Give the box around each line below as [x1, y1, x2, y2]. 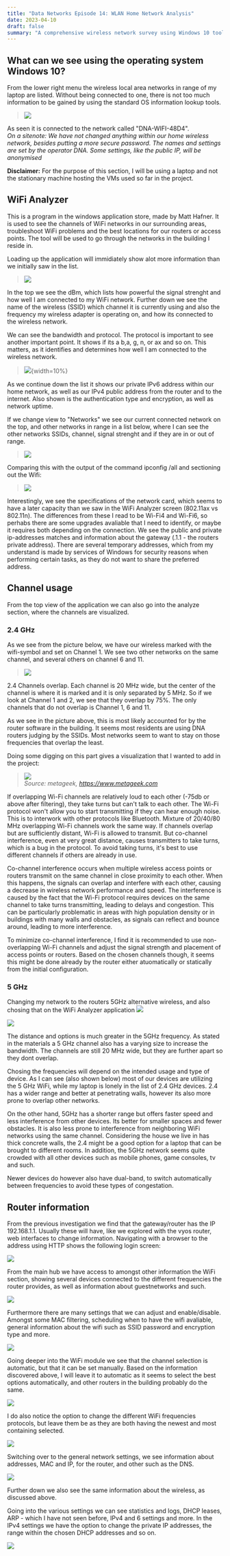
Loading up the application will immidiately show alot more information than [7, 255, 220, 263]
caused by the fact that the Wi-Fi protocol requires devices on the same [7, 893, 210, 902]
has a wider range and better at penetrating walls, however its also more [7, 1089, 211, 1097]
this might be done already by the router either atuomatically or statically [7, 957, 212, 965]
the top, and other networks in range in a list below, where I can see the [7, 422, 209, 431]
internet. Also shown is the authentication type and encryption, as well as [7, 394, 214, 402]
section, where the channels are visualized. [7, 608, 129, 616]
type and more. [7, 1330, 50, 1339]
